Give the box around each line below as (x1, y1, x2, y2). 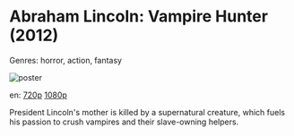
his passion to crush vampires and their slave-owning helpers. (9, 116, 239, 127)
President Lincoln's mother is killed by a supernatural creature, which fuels (9, 106, 285, 117)
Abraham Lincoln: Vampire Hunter (9, 6, 269, 27)
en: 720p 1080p (9, 89, 67, 100)
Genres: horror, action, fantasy (9, 55, 123, 65)
